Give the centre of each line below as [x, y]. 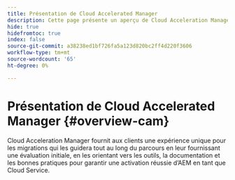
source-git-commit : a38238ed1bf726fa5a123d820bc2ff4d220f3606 [100, 46]
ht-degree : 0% [28, 66]
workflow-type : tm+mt [39, 53]
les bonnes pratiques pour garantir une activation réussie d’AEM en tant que [116, 163]
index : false [26, 40]
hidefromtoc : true [34, 33]
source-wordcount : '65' [42, 59]
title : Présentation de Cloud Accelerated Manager [83, 14]
